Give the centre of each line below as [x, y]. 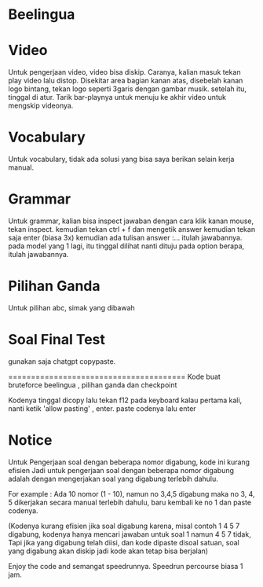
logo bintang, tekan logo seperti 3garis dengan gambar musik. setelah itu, [128, 89]
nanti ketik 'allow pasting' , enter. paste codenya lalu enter [102, 408]
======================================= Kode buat [115, 376]
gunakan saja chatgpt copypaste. [62, 361]
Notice [30, 440]
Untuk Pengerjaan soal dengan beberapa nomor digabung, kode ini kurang [129, 462]
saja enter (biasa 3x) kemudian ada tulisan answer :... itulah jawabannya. [125, 238]
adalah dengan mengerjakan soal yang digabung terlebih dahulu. [113, 479]
